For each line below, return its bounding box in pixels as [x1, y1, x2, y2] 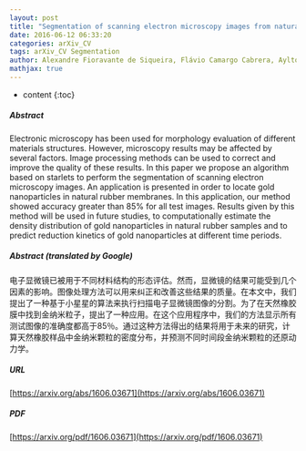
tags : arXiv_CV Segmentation [9, 47, 120, 56]
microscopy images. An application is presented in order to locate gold [9, 181, 275, 192]
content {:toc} [22, 88, 76, 100]
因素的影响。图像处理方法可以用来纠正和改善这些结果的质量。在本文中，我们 [9, 286, 297, 297]
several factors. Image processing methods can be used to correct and [9, 152, 276, 163]
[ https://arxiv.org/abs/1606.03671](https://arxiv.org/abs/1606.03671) [9, 387, 266, 398]
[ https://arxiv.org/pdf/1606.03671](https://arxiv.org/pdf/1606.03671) [9, 431, 263, 442]
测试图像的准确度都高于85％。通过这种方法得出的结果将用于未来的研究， [9, 320, 282, 331]
